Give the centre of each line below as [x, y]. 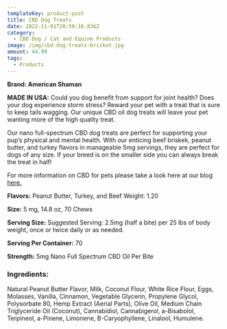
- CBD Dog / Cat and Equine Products [67, 39]
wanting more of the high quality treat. [61, 119]
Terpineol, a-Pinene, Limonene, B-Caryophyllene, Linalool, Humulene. [106, 318]
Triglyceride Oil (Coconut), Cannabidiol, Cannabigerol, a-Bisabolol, [101, 310]
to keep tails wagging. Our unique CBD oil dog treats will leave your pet [108, 112]
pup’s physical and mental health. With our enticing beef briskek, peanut [109, 140]
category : [21, 33]
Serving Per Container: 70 [45, 243]
